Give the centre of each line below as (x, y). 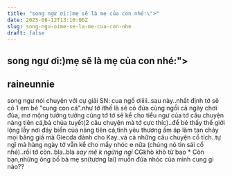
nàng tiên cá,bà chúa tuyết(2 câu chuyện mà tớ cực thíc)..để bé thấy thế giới (116, 123)
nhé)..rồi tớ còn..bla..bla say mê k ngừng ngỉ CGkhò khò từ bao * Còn (106, 152)
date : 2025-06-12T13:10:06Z (48, 20)
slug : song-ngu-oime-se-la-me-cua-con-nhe (69, 26)
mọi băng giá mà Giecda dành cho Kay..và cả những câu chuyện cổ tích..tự (114, 137)
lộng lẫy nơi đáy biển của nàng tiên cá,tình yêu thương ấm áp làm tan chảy (113, 130)
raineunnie (31, 85)
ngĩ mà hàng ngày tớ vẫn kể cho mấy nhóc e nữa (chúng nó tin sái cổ (106, 145)
